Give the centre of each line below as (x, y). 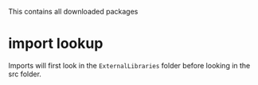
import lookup (56, 44)
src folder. (25, 74)
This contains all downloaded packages (73, 12)
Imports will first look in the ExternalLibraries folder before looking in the (129, 65)
